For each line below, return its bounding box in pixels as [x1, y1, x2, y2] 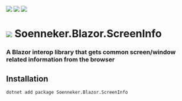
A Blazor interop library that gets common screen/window [6, 48, 176, 56]
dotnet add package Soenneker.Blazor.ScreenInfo [6, 89, 128, 95]
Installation [6, 74, 48, 84]
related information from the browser [6, 56, 115, 64]
